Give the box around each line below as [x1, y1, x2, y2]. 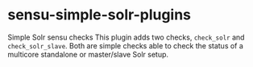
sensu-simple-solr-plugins [7, 6, 191, 24]
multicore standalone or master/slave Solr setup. [7, 49, 169, 59]
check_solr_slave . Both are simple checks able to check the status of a [7, 40, 243, 50]
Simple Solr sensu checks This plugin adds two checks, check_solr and [7, 32, 245, 42]
